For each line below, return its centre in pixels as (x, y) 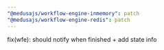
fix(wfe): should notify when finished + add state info (82, 39)
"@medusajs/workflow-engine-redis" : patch (69, 20)
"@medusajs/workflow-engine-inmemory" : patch (73, 13)
